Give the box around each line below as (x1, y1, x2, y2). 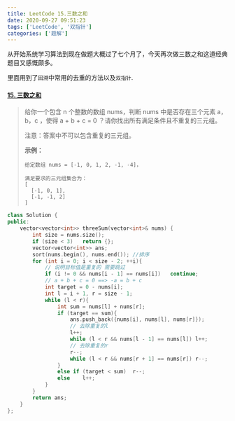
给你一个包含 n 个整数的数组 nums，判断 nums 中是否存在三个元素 (24, 108, 216, 116)
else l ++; (57, 375, 96, 382)
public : (7, 219, 30, 226)
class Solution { (7, 212, 58, 219)
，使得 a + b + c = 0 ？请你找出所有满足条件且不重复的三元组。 (39, 116, 222, 125)
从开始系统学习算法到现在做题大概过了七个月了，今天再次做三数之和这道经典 (7, 50, 228, 58)
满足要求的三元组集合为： (24, 175, 87, 182)
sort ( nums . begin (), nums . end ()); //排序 (32, 251, 150, 258)
